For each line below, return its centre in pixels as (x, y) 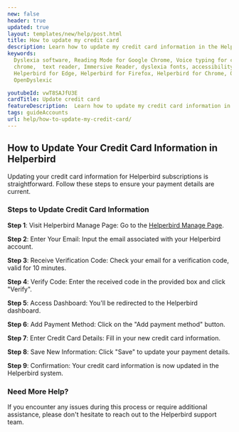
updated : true (28, 27)
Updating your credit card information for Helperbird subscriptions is (108, 176)
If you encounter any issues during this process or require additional (107, 407)
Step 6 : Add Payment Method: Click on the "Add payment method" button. (116, 324)
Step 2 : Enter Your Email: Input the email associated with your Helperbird (114, 239)
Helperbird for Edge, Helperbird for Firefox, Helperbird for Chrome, (121, 73)
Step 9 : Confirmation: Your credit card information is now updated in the (113, 365)
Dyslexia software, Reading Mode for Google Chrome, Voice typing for (121, 60)
